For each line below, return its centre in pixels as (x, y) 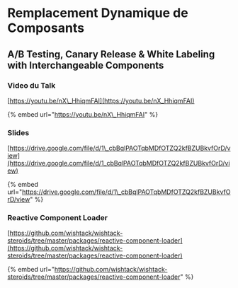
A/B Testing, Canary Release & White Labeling (111, 54)
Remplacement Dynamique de (98, 13)
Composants (46, 28)
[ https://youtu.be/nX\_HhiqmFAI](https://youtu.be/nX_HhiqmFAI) (101, 100)
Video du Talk (32, 85)
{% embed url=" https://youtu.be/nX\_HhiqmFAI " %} (83, 114)
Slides (18, 132)
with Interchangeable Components (86, 65)
